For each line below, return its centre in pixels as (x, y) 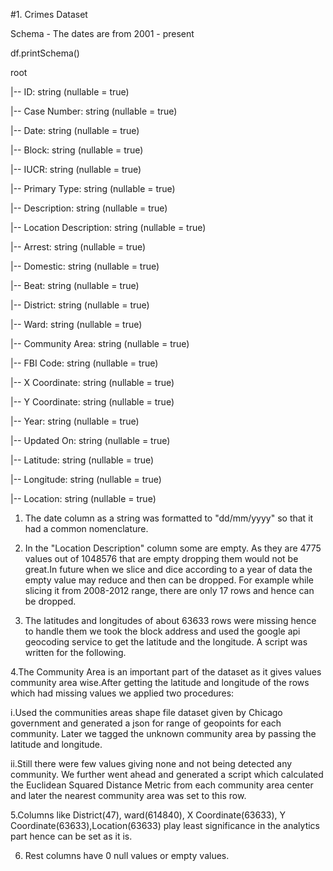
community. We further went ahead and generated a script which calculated (167, 774)
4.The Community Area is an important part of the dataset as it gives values (166, 672)
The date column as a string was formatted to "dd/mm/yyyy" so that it (169, 518)
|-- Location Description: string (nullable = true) (108, 227)
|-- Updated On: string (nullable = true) (90, 440)
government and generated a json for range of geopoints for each (146, 723)
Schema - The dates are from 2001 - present (102, 33)
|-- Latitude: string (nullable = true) (82, 460)
